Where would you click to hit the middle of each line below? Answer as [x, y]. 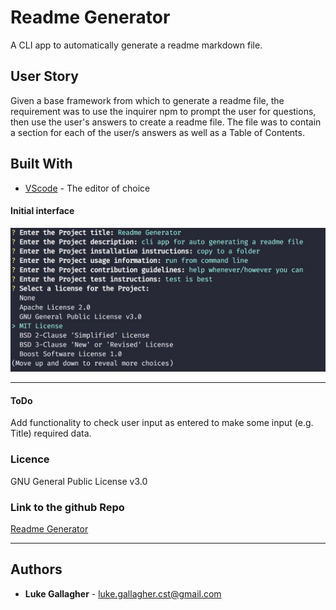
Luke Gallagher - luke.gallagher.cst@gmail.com [123, 593]
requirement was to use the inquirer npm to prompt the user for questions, [163, 111]
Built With [41, 164]
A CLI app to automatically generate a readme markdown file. [136, 45]
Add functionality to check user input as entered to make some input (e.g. [162, 423]
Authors [36, 569]
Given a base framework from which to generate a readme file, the [147, 100]
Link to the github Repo [67, 507]
